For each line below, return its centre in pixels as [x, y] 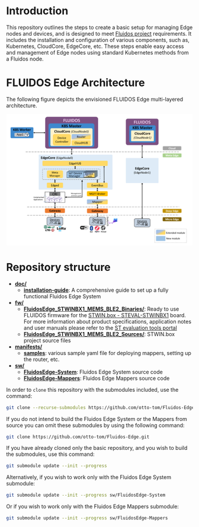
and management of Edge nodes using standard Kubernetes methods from [98, 52]
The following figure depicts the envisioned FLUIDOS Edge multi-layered [95, 99]
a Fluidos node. [25, 59]
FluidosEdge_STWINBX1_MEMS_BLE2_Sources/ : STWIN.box [99, 334]
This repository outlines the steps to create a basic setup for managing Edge [99, 27]
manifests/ [28, 346]
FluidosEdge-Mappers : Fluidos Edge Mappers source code [97, 378]
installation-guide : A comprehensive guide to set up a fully [96, 290]
